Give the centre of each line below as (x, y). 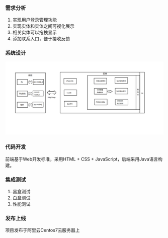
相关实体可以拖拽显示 (34, 32)
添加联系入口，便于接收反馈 (41, 39)
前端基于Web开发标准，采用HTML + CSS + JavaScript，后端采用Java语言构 (84, 159)
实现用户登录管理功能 (34, 20)
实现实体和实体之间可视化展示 (43, 26)
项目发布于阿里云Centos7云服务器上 (43, 230)
